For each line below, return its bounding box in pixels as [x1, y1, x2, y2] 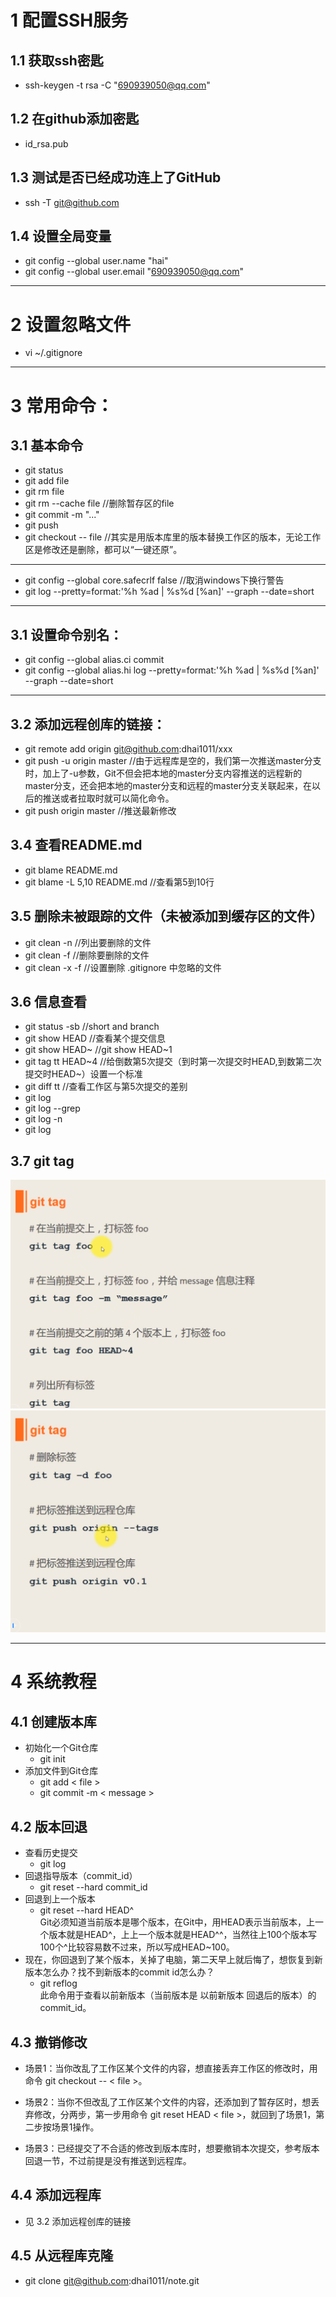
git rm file [24, 486, 65, 498]
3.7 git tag [10, 1152, 75, 1170]
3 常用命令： [10, 394, 114, 417]
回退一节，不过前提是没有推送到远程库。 [24, 2154, 192, 2166]
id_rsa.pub [24, 137, 69, 150]
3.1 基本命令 [10, 437, 84, 454]
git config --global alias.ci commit [24, 654, 165, 666]
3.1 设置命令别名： [10, 626, 123, 643]
